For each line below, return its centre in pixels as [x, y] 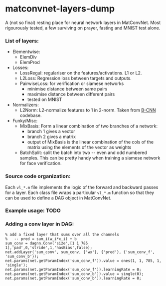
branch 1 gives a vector [51, 131]
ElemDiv [28, 57]
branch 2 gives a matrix [52, 137]
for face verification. [41, 163]
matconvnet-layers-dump [60, 9]
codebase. [31, 115]
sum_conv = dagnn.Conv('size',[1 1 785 [47, 243]
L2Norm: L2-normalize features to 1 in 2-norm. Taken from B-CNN [88, 110]
